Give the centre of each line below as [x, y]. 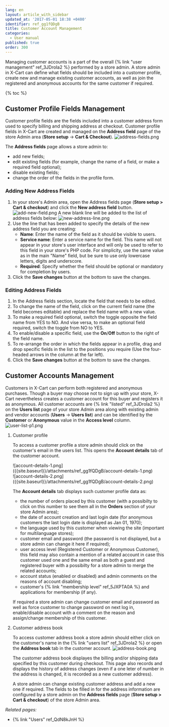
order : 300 [17, 47]
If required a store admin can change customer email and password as [86, 602]
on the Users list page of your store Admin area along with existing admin [82, 409]
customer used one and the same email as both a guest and [82, 560]
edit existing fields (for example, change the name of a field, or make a [86, 162]
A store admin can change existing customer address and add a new [84, 684]
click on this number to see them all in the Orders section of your [88, 506]
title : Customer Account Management [44, 29]
